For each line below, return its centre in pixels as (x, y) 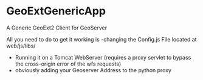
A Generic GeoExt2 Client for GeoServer (57, 28)
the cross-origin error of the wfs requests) (68, 64)
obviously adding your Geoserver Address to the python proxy (93, 70)
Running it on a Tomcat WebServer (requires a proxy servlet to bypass (103, 57)
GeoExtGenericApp (56, 11)
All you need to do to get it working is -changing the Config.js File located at (101, 39)
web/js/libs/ (21, 46)
